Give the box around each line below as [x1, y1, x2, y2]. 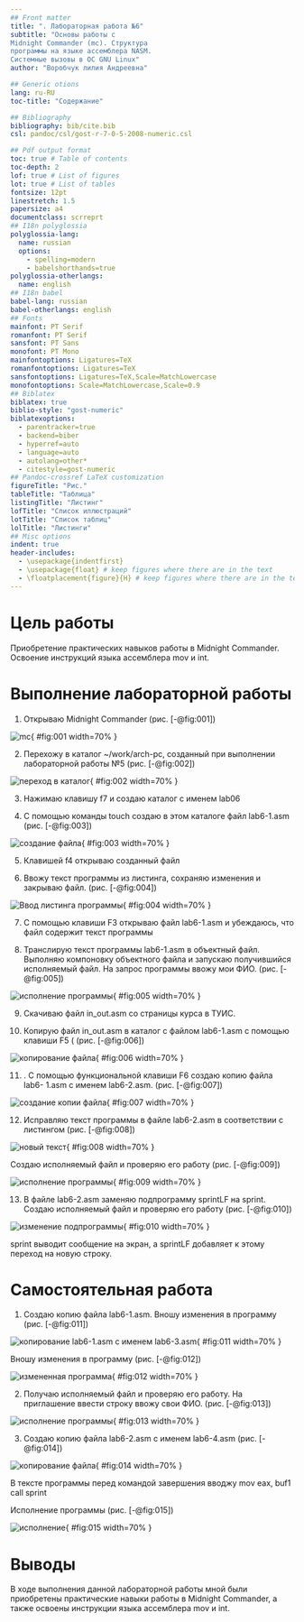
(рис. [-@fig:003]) [23, 820, 93, 831]
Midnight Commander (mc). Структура [10, 38, 148, 48]
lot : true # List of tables [10, 180, 116, 189]
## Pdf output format [10, 146, 92, 155]
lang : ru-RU [10, 88, 55, 97]
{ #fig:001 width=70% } [31, 731, 118, 742]
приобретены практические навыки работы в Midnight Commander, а [10, 1593, 278, 1604]
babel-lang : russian [10, 297, 88, 306]
